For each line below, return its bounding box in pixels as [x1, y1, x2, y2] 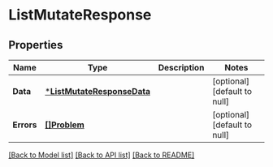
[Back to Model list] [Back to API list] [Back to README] [8, 150, 195, 160]
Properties [8, 38, 63, 52]
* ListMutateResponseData [44, 86, 150, 96]
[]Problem [44, 119, 85, 131]
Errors [12, 119, 37, 131]
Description [158, 62, 205, 73]
